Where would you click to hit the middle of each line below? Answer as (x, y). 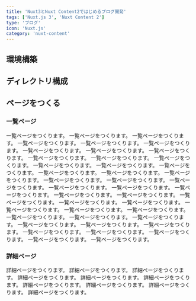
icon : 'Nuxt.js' (26, 28)
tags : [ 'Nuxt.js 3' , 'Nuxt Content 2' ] (55, 17)
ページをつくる (33, 103)
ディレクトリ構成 (37, 81)
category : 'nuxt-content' (38, 34)
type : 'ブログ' (23, 23)
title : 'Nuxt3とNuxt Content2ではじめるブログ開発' (66, 12)
